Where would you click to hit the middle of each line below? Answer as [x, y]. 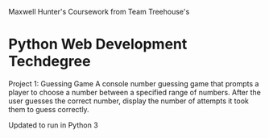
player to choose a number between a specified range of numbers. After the [135, 92]
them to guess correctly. [49, 109]
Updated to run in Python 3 [53, 125]
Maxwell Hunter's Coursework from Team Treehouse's [99, 12]
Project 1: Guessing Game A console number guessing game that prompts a [134, 83]
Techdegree [50, 62]
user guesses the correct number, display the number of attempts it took [129, 101]
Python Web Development [98, 44]
